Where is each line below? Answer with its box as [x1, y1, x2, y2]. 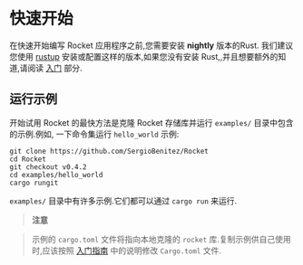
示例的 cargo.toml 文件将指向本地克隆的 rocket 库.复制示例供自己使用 [31, 233, 292, 244]
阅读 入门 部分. [27, 62, 83, 73]
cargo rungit [9, 178, 59, 187]
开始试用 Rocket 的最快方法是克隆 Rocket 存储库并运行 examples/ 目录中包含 [9, 117, 294, 128]
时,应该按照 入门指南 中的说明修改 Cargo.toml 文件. [31, 245, 222, 256]
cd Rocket [9, 155, 47, 164]
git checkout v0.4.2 [9, 162, 88, 172]
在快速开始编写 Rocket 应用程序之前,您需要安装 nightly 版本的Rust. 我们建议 [9, 40, 293, 51]
